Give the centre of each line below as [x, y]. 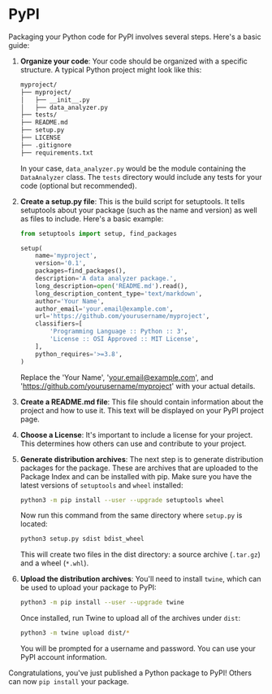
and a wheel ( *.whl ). [54, 563]
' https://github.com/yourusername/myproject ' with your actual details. [138, 386]
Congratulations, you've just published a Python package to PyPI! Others [130, 673]
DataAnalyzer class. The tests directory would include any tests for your [141, 177]
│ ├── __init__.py [55, 100]
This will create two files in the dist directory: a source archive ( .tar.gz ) [140, 555]
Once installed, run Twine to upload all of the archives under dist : [130, 618]
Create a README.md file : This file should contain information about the [142, 402]
